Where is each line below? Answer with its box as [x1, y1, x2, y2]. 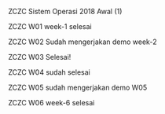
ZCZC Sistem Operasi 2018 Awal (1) [8, 7, 123, 16]
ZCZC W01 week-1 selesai [8, 22, 92, 31]
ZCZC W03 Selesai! [8, 53, 71, 61]
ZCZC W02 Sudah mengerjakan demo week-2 [8, 37, 157, 46]
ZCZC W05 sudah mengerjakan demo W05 [8, 83, 148, 92]
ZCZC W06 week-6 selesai [8, 98, 95, 107]
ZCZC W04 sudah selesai [8, 68, 90, 77]
